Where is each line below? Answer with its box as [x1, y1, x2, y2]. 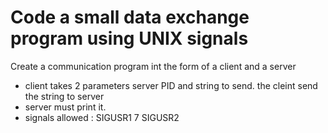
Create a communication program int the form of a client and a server [10, 60, 297, 72]
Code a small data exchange [10, 6, 250, 29]
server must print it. [24, 101, 107, 113]
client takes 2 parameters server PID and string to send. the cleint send [24, 79, 318, 91]
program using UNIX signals [10, 27, 249, 50]
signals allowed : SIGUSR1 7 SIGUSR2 [24, 111, 180, 123]
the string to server [24, 90, 105, 102]
